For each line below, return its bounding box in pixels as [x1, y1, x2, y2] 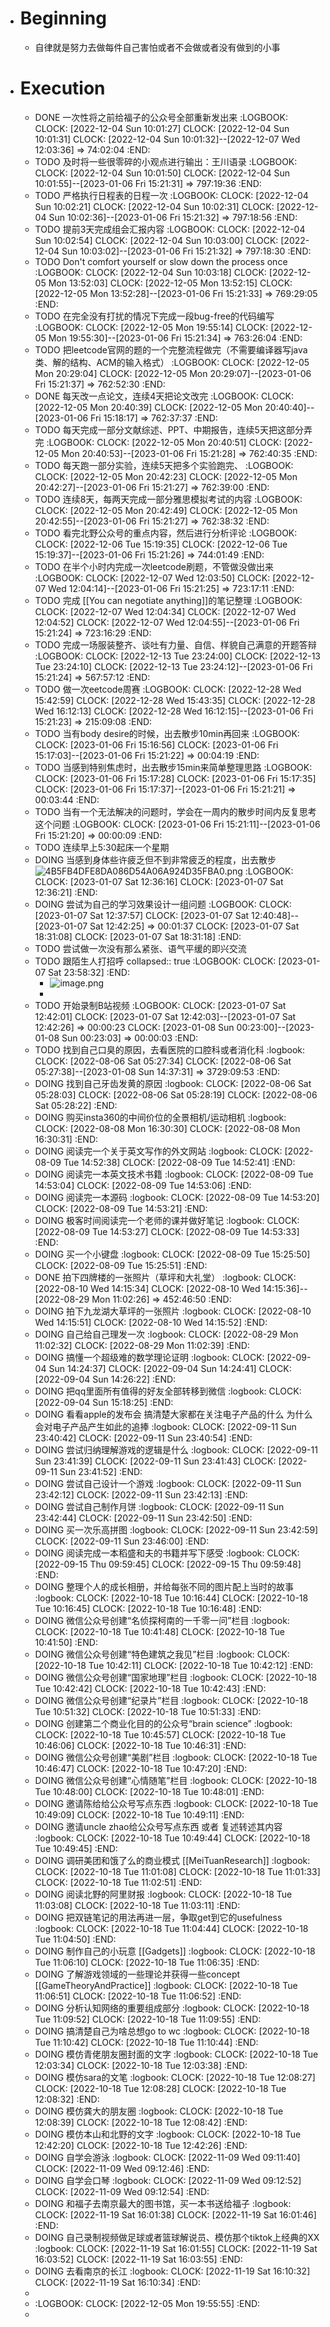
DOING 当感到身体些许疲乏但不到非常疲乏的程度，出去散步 [34, 853, 277, 866]
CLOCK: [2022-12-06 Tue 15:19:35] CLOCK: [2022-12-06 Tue [34, 538, 288, 550]
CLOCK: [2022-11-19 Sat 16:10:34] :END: [34, 2276, 201, 2288]
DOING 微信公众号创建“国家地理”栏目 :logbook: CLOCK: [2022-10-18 [34, 1671, 318, 1683]
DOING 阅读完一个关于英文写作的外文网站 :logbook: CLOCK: [34, 1145, 283, 1157]
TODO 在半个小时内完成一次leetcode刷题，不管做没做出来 [34, 560, 274, 572]
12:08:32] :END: [34, 2093, 100, 2105]
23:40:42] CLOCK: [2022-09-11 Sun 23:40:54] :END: [34, 1432, 253, 1444]
